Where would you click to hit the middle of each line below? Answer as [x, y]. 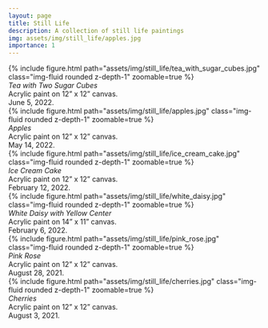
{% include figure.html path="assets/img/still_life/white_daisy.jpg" [117, 196]
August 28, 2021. [36, 273]
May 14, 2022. [32, 145]
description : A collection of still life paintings [96, 30]
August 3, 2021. [34, 316]
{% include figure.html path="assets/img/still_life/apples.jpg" [109, 111]
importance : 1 [32, 46]
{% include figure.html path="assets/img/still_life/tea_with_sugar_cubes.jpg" [134, 68]
